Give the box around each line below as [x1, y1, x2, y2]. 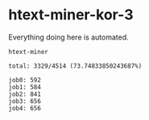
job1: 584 [8, 83, 42, 91]
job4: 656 [8, 104, 42, 112]
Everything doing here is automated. [8, 32, 129, 42]
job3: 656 [8, 97, 42, 106]
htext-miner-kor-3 [8, 6, 134, 24]
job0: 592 [8, 76, 42, 84]
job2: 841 [8, 90, 42, 98]
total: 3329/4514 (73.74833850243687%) [8, 62, 143, 70]
